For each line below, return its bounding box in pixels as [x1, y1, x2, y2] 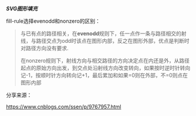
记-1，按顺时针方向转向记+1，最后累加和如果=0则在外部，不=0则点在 [20, 72, 188, 79]
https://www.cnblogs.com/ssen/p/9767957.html [6, 103, 121, 110]
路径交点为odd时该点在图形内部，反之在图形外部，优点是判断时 [36, 37, 190, 44]
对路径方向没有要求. [20, 45, 69, 52]
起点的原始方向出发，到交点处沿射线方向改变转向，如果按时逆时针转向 [20, 64, 191, 71]
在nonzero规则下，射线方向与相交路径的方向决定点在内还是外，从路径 [20, 57, 190, 64]
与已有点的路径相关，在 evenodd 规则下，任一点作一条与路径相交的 [20, 30, 182, 37]
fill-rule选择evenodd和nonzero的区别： [6, 18, 101, 25]
